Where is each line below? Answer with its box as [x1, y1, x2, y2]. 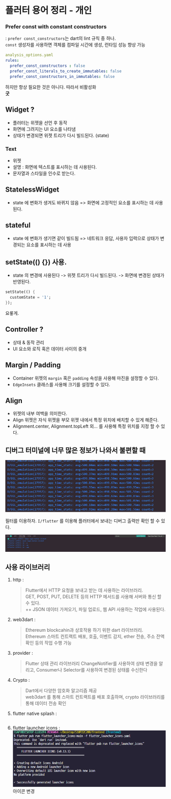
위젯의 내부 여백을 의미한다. [12, 411, 68, 417]
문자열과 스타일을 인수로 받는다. [12, 170, 75, 176]
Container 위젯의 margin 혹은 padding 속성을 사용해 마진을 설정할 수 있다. [12, 375, 159, 381]
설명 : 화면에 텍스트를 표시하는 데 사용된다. [12, 164, 97, 170]
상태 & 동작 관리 [12, 339, 44, 345]
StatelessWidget [5, 185, 60, 194]
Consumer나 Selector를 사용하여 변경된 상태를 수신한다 [36, 667, 148, 673]
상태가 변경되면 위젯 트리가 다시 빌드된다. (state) [12, 132, 109, 138]
